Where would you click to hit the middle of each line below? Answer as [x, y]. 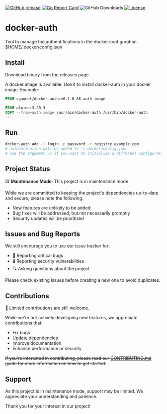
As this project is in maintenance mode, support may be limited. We [74, 391]
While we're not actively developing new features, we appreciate [71, 318]
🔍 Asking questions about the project [51, 269]
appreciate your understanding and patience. [51, 396]
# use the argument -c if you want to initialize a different [71, 153]
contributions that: [24, 323]
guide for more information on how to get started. [56, 364]
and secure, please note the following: [44, 198]
